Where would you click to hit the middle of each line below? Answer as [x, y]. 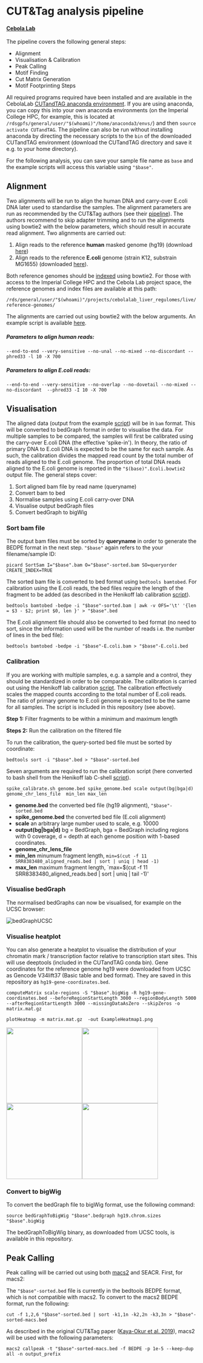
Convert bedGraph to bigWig [51, 512]
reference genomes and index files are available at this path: [82, 289]
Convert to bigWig [34, 1191]
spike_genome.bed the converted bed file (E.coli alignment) [90, 817]
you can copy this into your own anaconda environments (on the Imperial [98, 110]
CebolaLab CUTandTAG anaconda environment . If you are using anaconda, [100, 104]
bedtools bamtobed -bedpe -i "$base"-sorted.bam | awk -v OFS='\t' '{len [101, 606]
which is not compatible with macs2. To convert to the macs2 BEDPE [92, 1297]
